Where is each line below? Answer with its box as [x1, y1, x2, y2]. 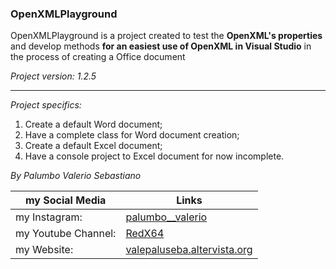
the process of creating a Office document [10, 51, 186, 63]
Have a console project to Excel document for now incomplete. [24, 150, 285, 162]
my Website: [15, 243, 74, 257]
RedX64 [125, 227, 165, 241]
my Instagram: [15, 210, 83, 224]
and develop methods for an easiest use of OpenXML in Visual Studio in [10, 40, 312, 52]
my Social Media [25, 193, 107, 207]
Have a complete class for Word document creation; [24, 129, 240, 141]
